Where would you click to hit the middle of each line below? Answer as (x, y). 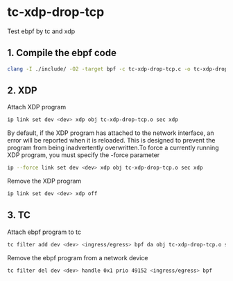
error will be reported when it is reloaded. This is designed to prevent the (111, 140)
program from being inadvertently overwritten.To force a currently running (113, 148)
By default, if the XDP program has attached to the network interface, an (111, 133)
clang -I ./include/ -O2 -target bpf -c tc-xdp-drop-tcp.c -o (99, 69)
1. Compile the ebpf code (62, 53)
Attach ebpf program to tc (44, 232)
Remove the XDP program (44, 181)
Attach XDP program (37, 107)
